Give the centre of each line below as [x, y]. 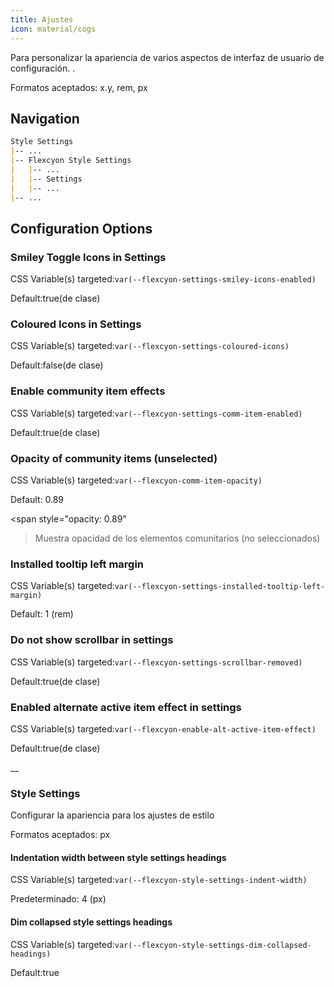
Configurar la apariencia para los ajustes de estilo [112, 815]
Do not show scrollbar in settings [92, 640]
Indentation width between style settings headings [118, 857]
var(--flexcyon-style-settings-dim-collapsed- [213, 945]
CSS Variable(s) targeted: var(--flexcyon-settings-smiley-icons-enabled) [163, 279]
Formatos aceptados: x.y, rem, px [79, 87]
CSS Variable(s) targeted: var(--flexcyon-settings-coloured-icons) [150, 346]
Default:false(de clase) [57, 365]
